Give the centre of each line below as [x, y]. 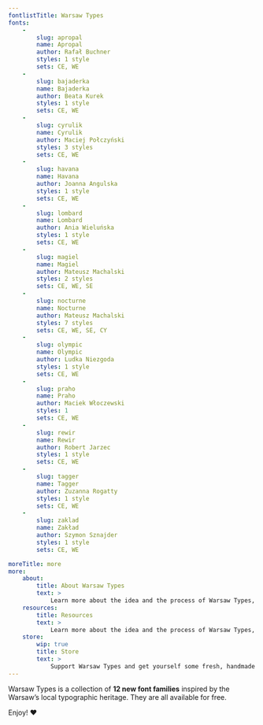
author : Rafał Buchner [74, 52]
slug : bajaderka [63, 81]
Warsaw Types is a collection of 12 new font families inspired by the [119, 689]
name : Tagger [58, 484]
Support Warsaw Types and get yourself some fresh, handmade [153, 666]
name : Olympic [59, 352]
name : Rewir [56, 440]
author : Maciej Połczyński [81, 140]
